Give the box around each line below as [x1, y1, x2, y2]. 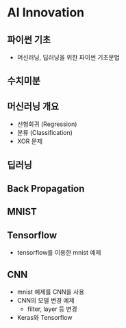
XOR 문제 [16, 137, 43, 145]
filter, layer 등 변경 [27, 305, 77, 313]
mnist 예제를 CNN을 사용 [16, 288, 85, 296]
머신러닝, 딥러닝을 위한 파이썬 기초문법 [16, 53, 120, 61]
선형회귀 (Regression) [16, 120, 77, 128]
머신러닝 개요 [7, 101, 60, 112]
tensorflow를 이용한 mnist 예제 [16, 249, 101, 257]
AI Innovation [7, 5, 85, 21]
